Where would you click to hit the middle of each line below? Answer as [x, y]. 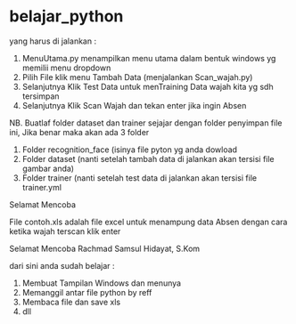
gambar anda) [48, 168]
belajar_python [66, 16]
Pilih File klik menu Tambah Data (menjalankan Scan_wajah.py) [137, 77]
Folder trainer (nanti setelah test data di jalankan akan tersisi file [139, 178]
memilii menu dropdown [66, 68]
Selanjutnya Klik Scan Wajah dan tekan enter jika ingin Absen [134, 105]
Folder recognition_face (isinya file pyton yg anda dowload [130, 150]
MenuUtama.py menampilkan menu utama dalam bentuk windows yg [149, 58]
